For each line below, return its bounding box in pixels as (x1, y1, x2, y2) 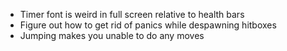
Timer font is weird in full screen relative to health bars (19, 9, 245, 20)
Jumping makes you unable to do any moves (19, 30, 205, 41)
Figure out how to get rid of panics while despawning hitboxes (19, 19, 277, 31)
